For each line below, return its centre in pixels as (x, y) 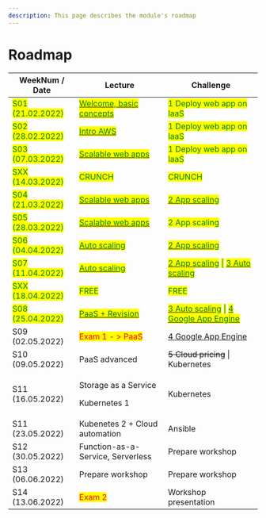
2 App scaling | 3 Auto (209, 263)
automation (100, 433)
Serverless (132, 456)
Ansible (182, 428)
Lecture (120, 85)
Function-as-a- (109, 447)
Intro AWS (98, 131)
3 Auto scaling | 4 (200, 309)
